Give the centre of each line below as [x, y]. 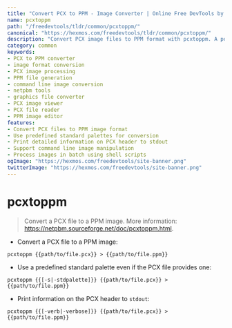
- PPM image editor [35, 116]
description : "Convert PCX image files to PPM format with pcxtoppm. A [112, 39]
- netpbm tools [29, 90]
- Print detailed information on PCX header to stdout [88, 142]
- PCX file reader [33, 110]
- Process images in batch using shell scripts [77, 155]
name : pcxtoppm [29, 20]
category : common [32, 46]
